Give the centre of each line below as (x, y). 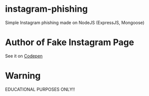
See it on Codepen (24, 56)
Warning (23, 76)
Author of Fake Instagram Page (70, 42)
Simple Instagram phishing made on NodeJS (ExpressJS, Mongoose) (75, 23)
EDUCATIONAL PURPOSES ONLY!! (40, 89)
